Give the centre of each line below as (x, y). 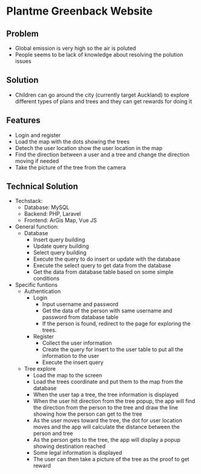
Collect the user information (77, 343)
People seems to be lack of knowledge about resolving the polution (99, 55)
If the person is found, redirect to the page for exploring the (116, 324)
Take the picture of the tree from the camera (70, 167)
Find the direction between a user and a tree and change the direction (102, 154)
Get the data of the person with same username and (107, 311)
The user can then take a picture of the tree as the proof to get (111, 459)
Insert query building (59, 240)
